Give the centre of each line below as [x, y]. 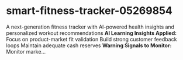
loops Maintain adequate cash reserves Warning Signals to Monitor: [89, 45]
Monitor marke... [26, 51]
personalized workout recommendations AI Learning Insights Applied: [91, 33]
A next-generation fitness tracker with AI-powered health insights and [90, 27]
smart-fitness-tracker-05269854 [89, 11]
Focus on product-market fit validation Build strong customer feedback [91, 39]
